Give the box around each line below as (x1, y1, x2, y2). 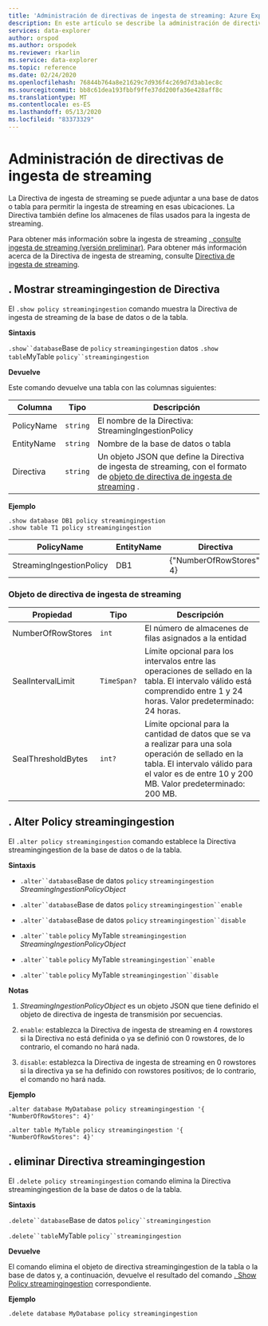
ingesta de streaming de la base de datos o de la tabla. (8, 312, 189, 322)
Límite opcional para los (144, 645, 234, 657)
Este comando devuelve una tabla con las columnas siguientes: (8, 382, 217, 392)
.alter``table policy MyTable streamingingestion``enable (19, 954, 215, 964)
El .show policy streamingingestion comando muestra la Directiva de (8, 304, 238, 314)
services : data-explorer (8, 26, 91, 34)
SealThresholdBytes (12, 753, 89, 764)
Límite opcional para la (144, 718, 230, 729)
